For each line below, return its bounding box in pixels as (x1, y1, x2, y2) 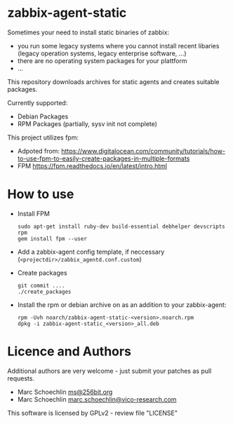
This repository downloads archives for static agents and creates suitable (7, 77, 220, 86)
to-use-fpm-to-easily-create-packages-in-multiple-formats (17, 154, 190, 163)
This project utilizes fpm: (7, 133, 79, 142)
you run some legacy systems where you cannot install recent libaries (17, 41, 220, 50)
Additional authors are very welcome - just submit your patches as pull (7, 367, 212, 375)
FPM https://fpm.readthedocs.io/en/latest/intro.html (17, 161, 167, 170)
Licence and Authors (7, 343, 132, 360)
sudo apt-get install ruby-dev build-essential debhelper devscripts (17, 223, 226, 230)
